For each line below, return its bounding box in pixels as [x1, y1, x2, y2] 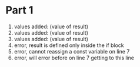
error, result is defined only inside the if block [14, 42, 124, 49]
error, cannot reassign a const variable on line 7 [14, 48, 130, 55]
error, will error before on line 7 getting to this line [14, 54, 135, 61]
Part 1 [5, 4, 34, 17]
